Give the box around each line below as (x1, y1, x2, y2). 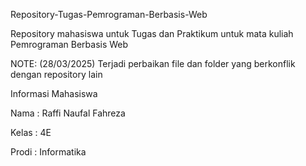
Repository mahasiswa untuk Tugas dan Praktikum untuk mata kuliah (10, 28, 294, 39)
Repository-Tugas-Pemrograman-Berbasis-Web (10, 9, 208, 20)
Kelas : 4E (10, 127, 52, 138)
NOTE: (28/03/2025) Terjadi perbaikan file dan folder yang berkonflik (10, 58, 296, 69)
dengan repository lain (10, 69, 103, 80)
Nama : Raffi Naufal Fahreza (10, 107, 126, 119)
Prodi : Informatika (10, 146, 87, 158)
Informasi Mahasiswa (10, 88, 98, 99)
